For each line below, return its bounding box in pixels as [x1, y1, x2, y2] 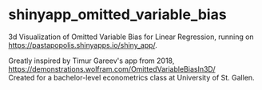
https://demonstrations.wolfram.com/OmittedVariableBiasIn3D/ [8, 64, 216, 73]
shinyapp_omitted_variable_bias [8, 6, 227, 24]
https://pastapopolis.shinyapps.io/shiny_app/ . [8, 40, 158, 49]
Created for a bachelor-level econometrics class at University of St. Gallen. [8, 72, 255, 82]
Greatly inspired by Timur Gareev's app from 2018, [8, 56, 175, 65]
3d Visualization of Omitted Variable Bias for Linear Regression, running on [8, 32, 254, 41]
